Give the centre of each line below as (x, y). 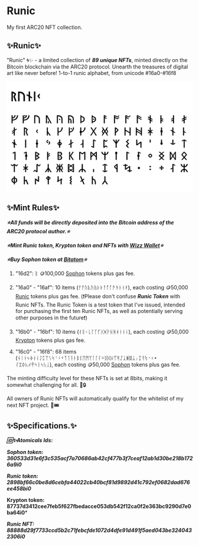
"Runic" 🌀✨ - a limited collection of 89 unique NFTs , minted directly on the (97, 60)
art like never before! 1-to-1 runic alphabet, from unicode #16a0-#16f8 (92, 73)
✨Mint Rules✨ (33, 208)
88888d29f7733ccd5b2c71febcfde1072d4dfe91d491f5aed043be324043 (99, 530)
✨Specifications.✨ (42, 426)
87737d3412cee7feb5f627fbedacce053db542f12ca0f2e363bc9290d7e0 (99, 506)
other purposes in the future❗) (51, 318)
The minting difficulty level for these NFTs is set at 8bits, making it (87, 378)
